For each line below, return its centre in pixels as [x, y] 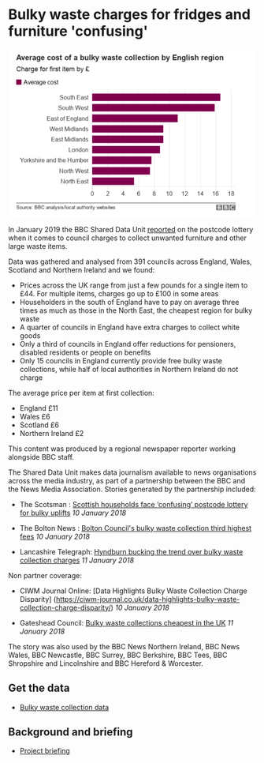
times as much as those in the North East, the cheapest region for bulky [136, 310]
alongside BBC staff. [41, 457]
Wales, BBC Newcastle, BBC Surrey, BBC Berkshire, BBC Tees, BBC [118, 655]
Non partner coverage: [45, 575]
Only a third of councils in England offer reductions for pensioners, [128, 344]
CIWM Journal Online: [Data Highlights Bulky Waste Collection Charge [134, 591]
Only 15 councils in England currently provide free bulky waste [121, 360]
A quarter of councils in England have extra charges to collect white [130, 327]
